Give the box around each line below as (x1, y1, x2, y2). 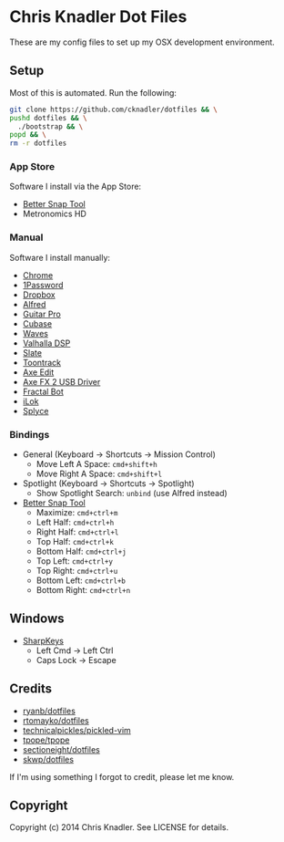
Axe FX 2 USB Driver (22, 376, 101, 387)
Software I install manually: (9, 252, 111, 263)
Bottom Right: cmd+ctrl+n (35, 585, 131, 596)
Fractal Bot (22, 386, 64, 397)
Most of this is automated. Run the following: (9, 87, 177, 98)
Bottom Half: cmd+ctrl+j (35, 546, 127, 557)
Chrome (22, 269, 54, 280)
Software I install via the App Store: (9, 181, 142, 192)
